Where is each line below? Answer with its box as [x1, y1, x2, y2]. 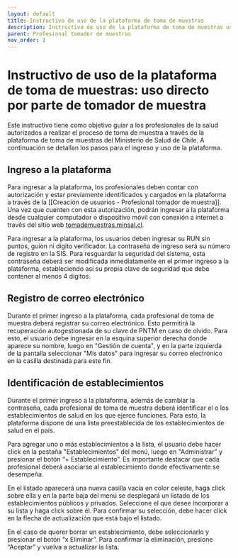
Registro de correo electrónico [7, 292, 145, 305]
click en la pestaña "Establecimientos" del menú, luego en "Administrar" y [7, 447, 223, 456]
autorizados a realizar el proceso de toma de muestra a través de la [7, 128, 204, 137]
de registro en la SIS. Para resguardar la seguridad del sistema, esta [7, 249, 205, 257]
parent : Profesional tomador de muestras [7, 30, 132, 38]
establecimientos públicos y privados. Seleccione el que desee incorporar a [7, 498, 229, 507]
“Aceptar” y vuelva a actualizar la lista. [7, 542, 120, 551]
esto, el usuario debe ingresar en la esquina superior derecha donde [7, 334, 208, 342]
